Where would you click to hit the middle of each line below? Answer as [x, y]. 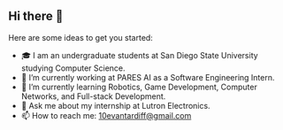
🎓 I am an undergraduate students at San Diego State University [139, 55]
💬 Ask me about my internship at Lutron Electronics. [115, 105]
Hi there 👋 [36, 16]
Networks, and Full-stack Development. [93, 96]
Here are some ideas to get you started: [81, 37]
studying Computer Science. [73, 68]
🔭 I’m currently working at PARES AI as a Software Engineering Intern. [148, 77]
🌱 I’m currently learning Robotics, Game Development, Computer [139, 87]
